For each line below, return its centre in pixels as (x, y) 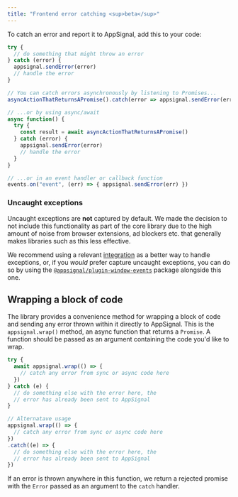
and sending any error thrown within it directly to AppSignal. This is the (111, 324)
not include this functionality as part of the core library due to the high (110, 226)
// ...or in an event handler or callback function (85, 178)
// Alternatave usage (39, 419)
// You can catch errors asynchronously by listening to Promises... (112, 93)
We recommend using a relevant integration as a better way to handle (109, 255)
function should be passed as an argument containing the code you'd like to (118, 339)
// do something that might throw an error (79, 54)
